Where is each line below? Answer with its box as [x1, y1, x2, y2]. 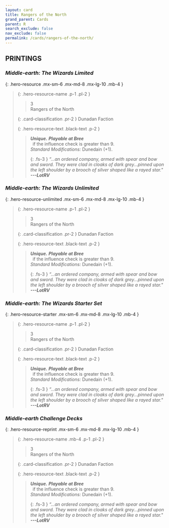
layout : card [5, 7, 33, 13]
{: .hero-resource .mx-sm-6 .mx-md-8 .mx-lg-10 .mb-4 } [5, 81, 123, 87]
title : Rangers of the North [5, 12, 67, 17]
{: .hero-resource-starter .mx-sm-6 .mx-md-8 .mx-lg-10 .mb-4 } [5, 312, 139, 318]
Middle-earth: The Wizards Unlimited [5, 185, 99, 192]
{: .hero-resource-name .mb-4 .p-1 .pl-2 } [17, 436, 105, 443]
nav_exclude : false [5, 31, 47, 36]
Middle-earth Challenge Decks [5, 415, 83, 422]
